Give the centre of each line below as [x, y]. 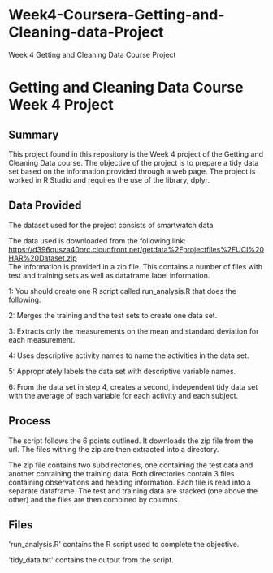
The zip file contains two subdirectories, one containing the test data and [131, 465]
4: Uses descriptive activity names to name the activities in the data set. [129, 355]
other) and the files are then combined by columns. [94, 499]
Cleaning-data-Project [86, 32]
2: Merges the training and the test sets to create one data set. [113, 315]
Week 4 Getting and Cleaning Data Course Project [92, 54]
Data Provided [45, 206]
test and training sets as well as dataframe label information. [109, 275]
